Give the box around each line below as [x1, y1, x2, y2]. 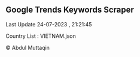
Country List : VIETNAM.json [5, 32, 76, 40]
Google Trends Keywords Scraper [5, 5, 134, 15]
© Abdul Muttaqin [5, 44, 50, 51]
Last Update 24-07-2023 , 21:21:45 [5, 20, 92, 28]
